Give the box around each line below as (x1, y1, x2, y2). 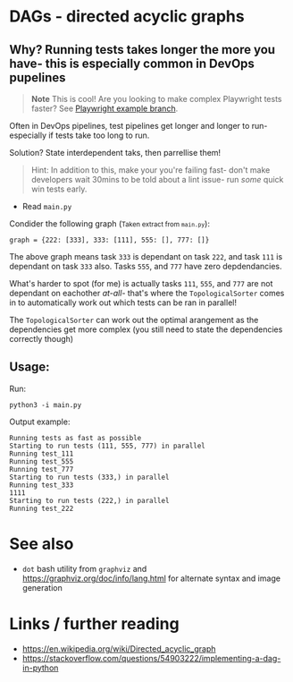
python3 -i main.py (9, 400, 82, 409)
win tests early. (30, 183, 88, 194)
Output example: (9, 416, 71, 427)
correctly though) (9, 334, 74, 344)
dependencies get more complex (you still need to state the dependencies (9, 324, 283, 335)
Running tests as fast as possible (9, 433, 142, 442)
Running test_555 (9, 456, 74, 466)
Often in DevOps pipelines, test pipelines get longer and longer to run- (9, 121, 268, 131)
